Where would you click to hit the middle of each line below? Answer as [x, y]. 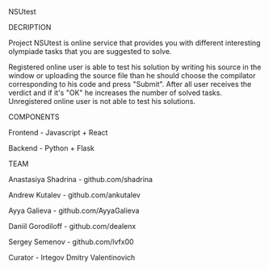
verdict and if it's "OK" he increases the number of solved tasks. [115, 93]
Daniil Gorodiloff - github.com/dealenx [72, 226]
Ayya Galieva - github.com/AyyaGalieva [74, 210]
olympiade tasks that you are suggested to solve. [90, 51]
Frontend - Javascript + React [58, 133]
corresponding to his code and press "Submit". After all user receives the [130, 84]
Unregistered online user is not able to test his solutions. [102, 101]
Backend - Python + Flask [51, 148]
